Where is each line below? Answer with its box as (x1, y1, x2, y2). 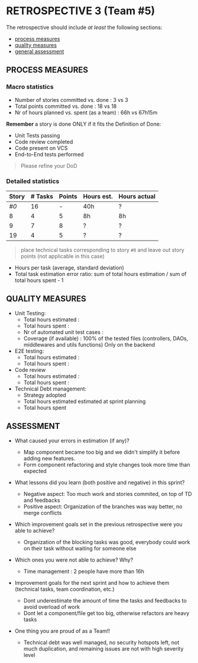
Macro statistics (6, 83, 54, 91)
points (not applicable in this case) (20, 252, 105, 260)
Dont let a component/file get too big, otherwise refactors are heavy (23, 609, 190, 617)
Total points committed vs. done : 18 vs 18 (14, 103, 117, 110)
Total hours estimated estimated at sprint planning (23, 398, 146, 405)
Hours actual (118, 192, 155, 200)
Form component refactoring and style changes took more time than (23, 461, 190, 468)
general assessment (14, 47, 64, 55)
